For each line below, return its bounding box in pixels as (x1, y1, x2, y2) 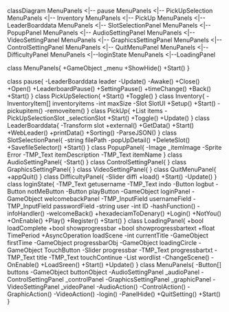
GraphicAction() (7, 290, 52, 298)
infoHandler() (7, 209, 45, 217)
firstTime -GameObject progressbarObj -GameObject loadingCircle (7, 239, 197, 246)
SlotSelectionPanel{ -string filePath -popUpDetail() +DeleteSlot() (7, 136, 190, 144)
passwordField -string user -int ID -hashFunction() (52, 202, 196, 210)
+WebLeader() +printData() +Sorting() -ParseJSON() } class (7, 128, 177, 137)
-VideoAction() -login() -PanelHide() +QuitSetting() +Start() (53, 290, 221, 298)
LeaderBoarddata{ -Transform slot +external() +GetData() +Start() (7, 121, 195, 129)
